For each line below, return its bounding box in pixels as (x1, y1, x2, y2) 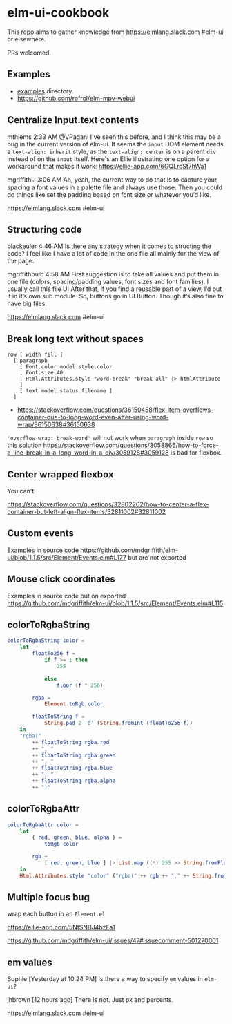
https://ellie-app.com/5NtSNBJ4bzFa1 (7, 923, 115, 931)
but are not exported (127, 553, 186, 561)
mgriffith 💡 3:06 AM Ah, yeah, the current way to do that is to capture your (7, 175, 217, 184)
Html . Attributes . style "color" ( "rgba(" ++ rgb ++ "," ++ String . (19, 872, 215, 879)
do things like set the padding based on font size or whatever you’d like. (7, 190, 212, 198)
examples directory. (17, 86, 74, 95)
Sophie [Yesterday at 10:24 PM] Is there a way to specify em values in (7, 975, 204, 983)
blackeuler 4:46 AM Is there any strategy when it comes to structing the (7, 242, 212, 250)
